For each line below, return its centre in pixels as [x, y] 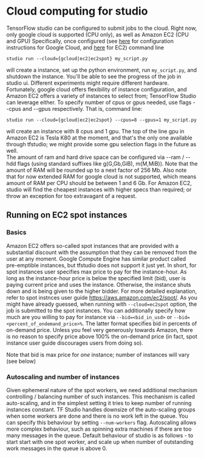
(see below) [21, 361]
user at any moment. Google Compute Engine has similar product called [96, 259]
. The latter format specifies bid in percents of [140, 323]
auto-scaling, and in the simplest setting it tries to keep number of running [99, 403]
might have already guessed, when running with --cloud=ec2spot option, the [102, 304]
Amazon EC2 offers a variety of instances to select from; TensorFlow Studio [101, 96]
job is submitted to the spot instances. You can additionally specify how [96, 310]
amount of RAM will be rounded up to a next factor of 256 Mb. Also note [97, 170]
